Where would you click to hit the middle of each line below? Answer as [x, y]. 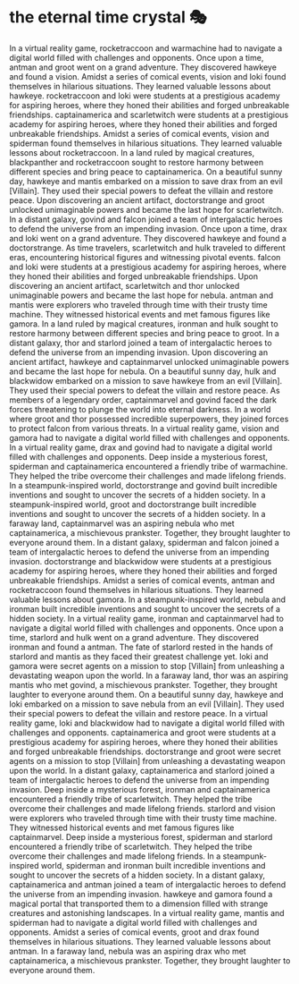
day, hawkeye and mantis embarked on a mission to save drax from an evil [146, 181]
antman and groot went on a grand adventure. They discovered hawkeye [143, 67]
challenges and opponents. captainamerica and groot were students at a [143, 732]
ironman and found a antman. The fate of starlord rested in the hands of [141, 647]
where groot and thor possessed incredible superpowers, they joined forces [149, 419]
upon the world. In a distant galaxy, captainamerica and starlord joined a [142, 770]
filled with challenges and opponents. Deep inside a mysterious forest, [139, 456]
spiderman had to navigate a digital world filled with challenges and [133, 922]
